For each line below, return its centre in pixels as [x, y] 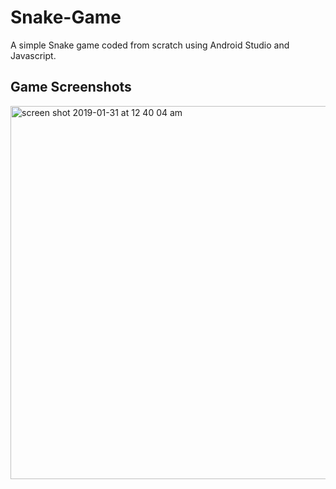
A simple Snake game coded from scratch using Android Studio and [150, 45]
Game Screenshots [71, 87]
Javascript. [33, 55]
